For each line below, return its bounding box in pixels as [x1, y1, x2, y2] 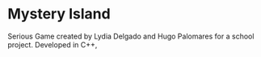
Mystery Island [7, 5, 111, 23]
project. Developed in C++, [7, 39, 98, 49]
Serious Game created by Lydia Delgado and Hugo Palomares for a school [7, 31, 255, 41]
